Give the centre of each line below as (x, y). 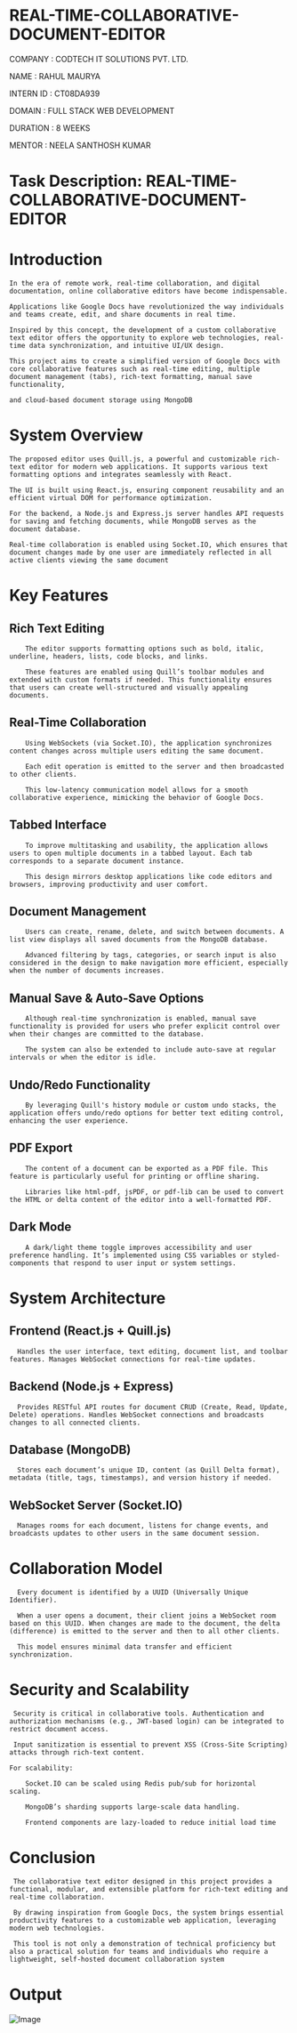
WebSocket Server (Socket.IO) (96, 1505)
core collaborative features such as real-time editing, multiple (135, 369)
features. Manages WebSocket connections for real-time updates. (132, 1359)
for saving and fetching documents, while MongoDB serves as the (132, 521)
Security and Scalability (99, 1690)
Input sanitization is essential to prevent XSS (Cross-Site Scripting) (151, 1745)
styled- (266, 1255)
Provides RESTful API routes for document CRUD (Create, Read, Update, (153, 1407)
